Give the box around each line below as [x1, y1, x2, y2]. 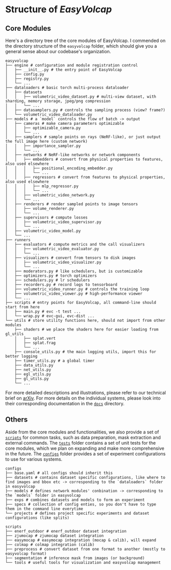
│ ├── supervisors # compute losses [5, 215, 88, 220]
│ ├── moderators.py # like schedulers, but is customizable [5, 269, 143, 274]
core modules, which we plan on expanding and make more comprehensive [5, 445, 165, 451]
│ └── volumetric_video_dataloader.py [5, 112, 93, 117]
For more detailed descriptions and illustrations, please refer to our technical [5, 390, 166, 396]
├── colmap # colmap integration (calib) [5, 542, 95, 547]
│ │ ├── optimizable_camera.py [5, 125, 81, 130]
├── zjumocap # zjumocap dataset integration [5, 533, 104, 538]
